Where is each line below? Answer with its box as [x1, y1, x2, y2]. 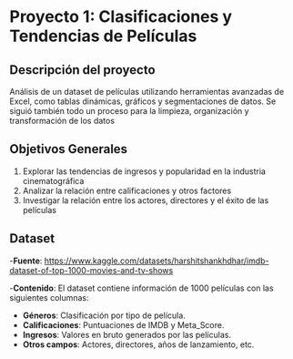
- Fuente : [9, 255, 43, 266]
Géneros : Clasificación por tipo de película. [22, 310, 187, 321]
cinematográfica [22, 175, 85, 186]
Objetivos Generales [9, 141, 128, 157]
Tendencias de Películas [9, 26, 197, 46]
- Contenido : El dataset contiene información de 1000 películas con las [9, 282, 275, 293]
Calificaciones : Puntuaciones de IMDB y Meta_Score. [22, 319, 225, 330]
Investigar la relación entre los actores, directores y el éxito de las [22, 194, 269, 206]
